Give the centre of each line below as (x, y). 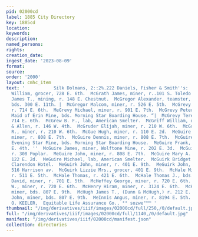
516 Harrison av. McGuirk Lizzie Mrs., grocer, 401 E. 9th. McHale (98, 170)
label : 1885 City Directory (41, 17)
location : (18, 28)
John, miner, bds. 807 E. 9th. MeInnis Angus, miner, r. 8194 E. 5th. (101, 198)
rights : (16, 50)
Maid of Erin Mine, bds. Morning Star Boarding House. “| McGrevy (96, 115)
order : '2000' (24, 77)
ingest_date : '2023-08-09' (39, 61)
